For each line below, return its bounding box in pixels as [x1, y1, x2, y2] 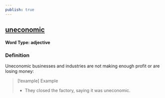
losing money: [5, 68, 34, 74]
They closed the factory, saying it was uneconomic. [24, 87, 131, 93]
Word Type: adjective [5, 39, 51, 45]
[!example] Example [17, 78, 58, 84]
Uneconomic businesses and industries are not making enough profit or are [5, 63, 160, 69]
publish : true [5, 7, 35, 12]
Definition [5, 51, 30, 58]
